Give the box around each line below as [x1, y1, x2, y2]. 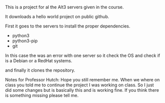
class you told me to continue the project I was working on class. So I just [5, 82, 154, 88]
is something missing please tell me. [5, 93, 79, 98]
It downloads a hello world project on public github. [5, 14, 109, 19]
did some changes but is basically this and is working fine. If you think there [5, 87, 159, 93]
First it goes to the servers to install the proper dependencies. [5, 23, 131, 29]
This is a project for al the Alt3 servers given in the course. [5, 4, 124, 10]
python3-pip [12, 38, 38, 44]
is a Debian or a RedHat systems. [5, 58, 72, 63]
